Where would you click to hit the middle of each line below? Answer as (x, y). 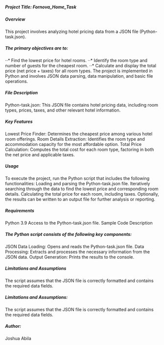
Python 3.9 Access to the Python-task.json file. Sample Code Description (79, 223)
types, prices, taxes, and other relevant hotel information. (63, 110)
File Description (22, 92)
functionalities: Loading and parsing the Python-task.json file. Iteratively (78, 184)
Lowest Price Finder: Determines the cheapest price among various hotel (79, 134)
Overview (15, 19)
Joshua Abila (18, 339)
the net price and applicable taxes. (40, 155)
